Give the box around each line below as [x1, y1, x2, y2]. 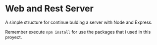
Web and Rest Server [5, 3, 94, 14]
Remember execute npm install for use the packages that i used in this [5, 29, 151, 35]
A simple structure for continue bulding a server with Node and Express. [5, 19, 153, 25]
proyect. [5, 34, 22, 40]
